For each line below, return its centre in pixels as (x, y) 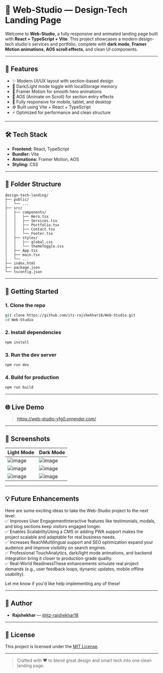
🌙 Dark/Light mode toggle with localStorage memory (65, 86)
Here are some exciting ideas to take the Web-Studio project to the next (77, 511)
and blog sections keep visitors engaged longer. (53, 526)
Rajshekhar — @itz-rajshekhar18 (45, 615)
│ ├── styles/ (21, 238)
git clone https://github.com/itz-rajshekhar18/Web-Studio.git (70, 316)
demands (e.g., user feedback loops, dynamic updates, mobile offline (74, 569)
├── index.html (20, 264)
